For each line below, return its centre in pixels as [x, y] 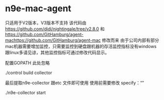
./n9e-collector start [25, 92]
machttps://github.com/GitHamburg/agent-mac [53, 40]
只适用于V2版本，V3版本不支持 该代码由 [46, 23]
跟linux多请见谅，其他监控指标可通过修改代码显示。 [57, 52]
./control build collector [29, 73]
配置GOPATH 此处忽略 [27, 63]
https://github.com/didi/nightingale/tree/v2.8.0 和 [55, 29]
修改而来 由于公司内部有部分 [131, 40]
